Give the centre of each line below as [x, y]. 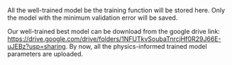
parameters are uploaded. [45, 54]
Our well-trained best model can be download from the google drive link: [114, 31]
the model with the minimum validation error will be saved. [93, 18]
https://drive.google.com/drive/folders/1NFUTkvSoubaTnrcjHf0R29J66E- [114, 39]
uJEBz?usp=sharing [37, 46]
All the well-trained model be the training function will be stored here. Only [116, 10]
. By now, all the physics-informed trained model [136, 46]
